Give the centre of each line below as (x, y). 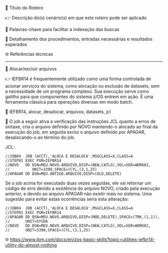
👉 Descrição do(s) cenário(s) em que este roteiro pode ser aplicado (76, 18)
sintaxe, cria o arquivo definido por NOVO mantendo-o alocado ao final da (81, 127)
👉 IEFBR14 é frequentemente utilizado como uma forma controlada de (78, 79)
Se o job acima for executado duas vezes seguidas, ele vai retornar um (78, 183)
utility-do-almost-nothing (31, 245)
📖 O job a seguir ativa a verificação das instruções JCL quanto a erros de (80, 121)
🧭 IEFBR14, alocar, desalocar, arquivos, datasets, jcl (58, 112)
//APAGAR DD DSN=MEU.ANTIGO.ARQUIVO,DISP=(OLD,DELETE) (63, 174)
